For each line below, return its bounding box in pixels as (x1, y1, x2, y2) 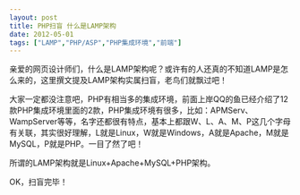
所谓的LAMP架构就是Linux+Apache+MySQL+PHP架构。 (9, 157, 216, 168)
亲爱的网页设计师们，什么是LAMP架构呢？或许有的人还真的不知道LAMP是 (9, 64, 281, 74)
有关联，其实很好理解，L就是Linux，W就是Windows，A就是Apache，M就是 (9, 127, 289, 139)
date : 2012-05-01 (9, 30, 74, 38)
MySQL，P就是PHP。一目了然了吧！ (9, 139, 144, 149)
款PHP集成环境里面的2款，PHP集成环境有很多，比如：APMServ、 (9, 105, 253, 116)
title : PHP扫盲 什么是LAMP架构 (9, 21, 116, 30)
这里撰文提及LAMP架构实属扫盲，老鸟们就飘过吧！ (39, 75, 228, 86)
